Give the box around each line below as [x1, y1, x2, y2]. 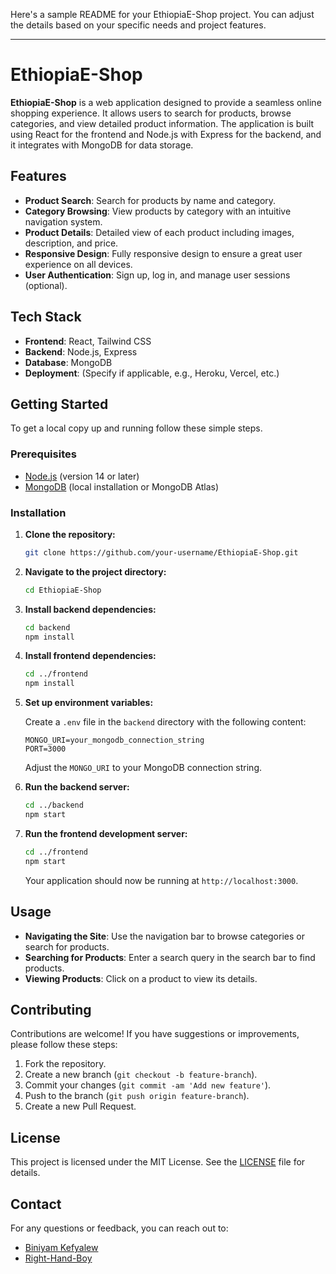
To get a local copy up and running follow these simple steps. [10, 422, 263, 434]
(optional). [24, 279, 68, 291]
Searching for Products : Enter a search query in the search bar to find [24, 951, 316, 963]
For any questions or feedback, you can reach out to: [10, 1222, 229, 1234]
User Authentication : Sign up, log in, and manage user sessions [24, 269, 291, 281]
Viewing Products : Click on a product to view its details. [24, 972, 258, 984]
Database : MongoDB [24, 356, 113, 368]
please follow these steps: [10, 1039, 118, 1051]
